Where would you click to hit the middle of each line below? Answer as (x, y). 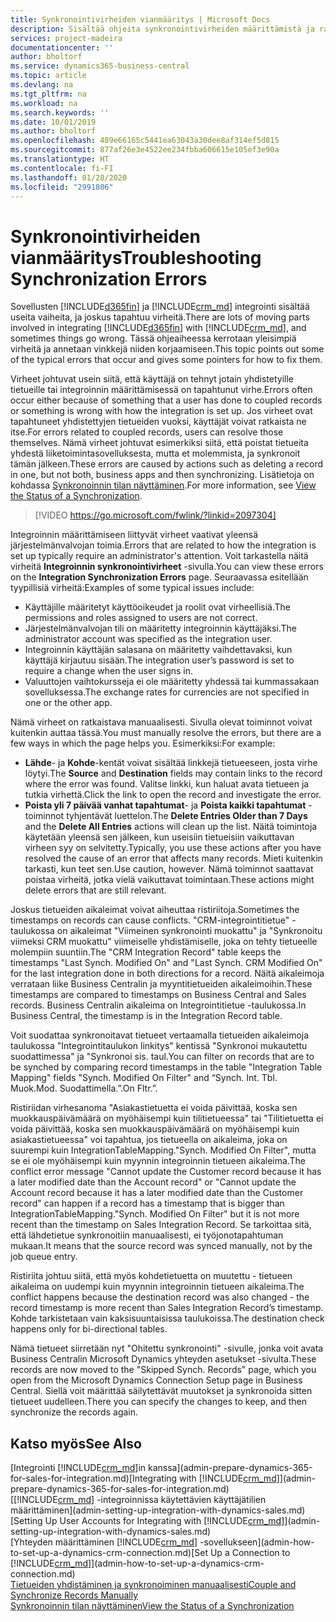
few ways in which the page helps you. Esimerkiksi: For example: (143, 743)
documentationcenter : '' (62, 47)
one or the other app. (68, 703)
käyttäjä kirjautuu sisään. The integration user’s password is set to (159, 660)
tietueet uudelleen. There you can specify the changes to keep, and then (158, 1402)
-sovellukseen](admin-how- (257, 1542)
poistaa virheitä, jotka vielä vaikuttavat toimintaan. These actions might (169, 880)
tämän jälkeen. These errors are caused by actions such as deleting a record (167, 464)
